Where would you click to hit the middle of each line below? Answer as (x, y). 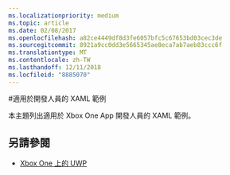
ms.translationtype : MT (48, 52)
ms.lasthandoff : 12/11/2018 (55, 68)
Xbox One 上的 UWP (53, 163)
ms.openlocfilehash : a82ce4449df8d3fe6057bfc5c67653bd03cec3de (115, 38)
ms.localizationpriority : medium (64, 16)
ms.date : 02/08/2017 (43, 30)
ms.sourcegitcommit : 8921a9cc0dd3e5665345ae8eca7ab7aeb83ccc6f (115, 45)
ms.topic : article (39, 23)
